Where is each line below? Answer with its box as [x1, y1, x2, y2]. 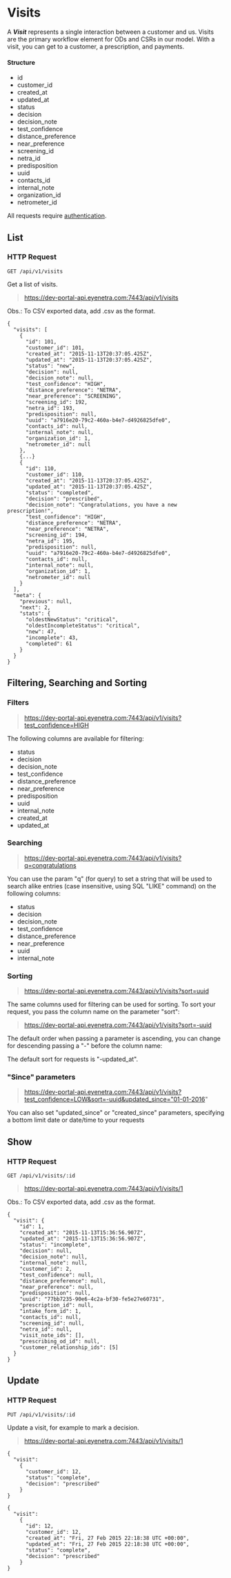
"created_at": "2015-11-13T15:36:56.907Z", [19, 1229, 147, 1236]
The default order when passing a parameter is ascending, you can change [7, 1034, 221, 1043]
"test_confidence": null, [19, 1272, 94, 1278]
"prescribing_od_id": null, [19, 1338, 100, 1345]
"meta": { [13, 592, 41, 598]
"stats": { [19, 610, 51, 617]
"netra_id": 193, [25, 405, 76, 411]
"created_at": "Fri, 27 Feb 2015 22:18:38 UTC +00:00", [25, 1535, 190, 1541]
